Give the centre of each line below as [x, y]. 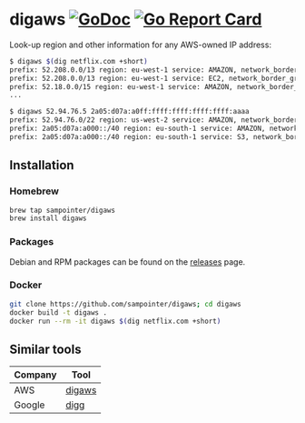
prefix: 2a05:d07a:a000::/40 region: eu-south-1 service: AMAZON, [138, 129]
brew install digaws [49, 218]
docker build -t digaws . [58, 312]
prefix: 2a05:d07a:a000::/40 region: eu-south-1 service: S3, [129, 136]
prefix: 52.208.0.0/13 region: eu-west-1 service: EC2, [117, 78]
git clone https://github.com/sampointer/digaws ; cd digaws [126, 304]
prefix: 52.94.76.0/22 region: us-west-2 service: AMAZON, [123, 120]
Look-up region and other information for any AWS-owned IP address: [141, 45]
